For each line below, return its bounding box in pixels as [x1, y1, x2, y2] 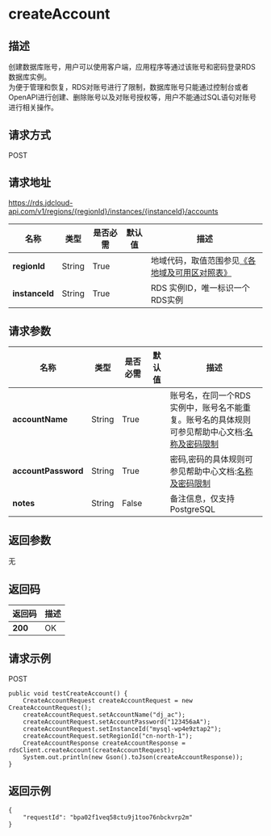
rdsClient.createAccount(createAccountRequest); [8, 745, 175, 754]
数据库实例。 [8, 72, 51, 82]
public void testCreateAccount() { [8, 689, 128, 698]
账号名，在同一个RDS [169, 390, 252, 401]
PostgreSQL [169, 504, 216, 515]
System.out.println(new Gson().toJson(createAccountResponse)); [23, 753, 244, 761]
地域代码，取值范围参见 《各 [150, 255, 256, 266]
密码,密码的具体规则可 [169, 454, 253, 465]
